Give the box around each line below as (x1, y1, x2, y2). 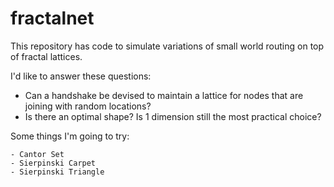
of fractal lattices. (10, 50, 83, 62)
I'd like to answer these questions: (10, 70, 152, 82)
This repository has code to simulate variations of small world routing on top (10, 40, 325, 52)
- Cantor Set (10, 149, 65, 159)
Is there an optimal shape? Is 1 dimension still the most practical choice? (24, 110, 322, 122)
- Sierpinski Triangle (10, 167, 105, 177)
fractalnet (10, 7, 95, 30)
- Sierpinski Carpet (10, 158, 97, 168)
